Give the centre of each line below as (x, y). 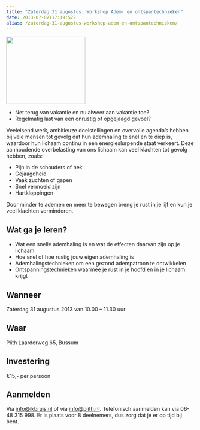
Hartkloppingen (34, 193)
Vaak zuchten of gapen (44, 180)
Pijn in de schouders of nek (49, 168)
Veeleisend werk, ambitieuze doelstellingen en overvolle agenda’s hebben (97, 131)
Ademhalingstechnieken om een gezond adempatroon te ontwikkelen (101, 264)
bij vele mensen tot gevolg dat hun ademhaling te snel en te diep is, (89, 137)
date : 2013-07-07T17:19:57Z (41, 17)
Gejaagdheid (31, 174)
